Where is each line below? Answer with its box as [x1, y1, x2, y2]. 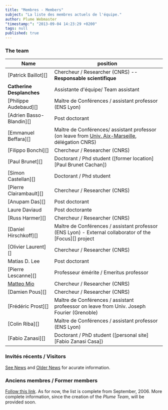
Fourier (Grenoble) [54, 309, 98, 316]
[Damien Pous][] [7, 289, 47, 296]
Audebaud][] [7, 104, 38, 111]
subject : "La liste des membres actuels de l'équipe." [5, 12, 122, 17]
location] [132, 155, 154, 162]
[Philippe [7, 97, 29, 104]
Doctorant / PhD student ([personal [54, 332, 137, 339]
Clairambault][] [7, 190, 43, 197]
